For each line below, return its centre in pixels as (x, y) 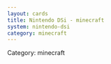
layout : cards (28, 14)
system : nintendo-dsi (39, 26)
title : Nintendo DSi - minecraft (56, 20)
